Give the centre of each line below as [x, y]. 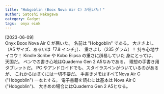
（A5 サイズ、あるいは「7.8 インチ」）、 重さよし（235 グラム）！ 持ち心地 [80, 49]
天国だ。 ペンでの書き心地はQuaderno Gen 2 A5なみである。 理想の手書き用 [82, 62]
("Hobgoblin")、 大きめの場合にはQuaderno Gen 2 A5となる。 [68, 86]
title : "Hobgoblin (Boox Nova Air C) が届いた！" [55, 10]
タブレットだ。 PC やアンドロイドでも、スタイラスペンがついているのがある [82, 68]
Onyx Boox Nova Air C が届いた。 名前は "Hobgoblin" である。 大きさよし [80, 43]
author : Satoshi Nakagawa [31, 14]
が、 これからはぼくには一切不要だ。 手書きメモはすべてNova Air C [73, 74]
